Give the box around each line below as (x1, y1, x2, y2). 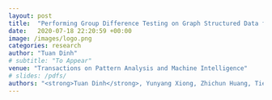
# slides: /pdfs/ (8, 72, 67, 80)
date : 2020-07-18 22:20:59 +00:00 (8, 27, 132, 35)
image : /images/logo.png (8, 34, 92, 43)
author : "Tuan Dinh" (8, 49, 79, 57)
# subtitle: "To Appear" (8, 57, 92, 65)
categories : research (8, 42, 82, 50)
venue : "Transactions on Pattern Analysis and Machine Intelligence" (8, 65, 249, 73)
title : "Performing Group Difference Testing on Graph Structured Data (8, 19, 259, 27)
